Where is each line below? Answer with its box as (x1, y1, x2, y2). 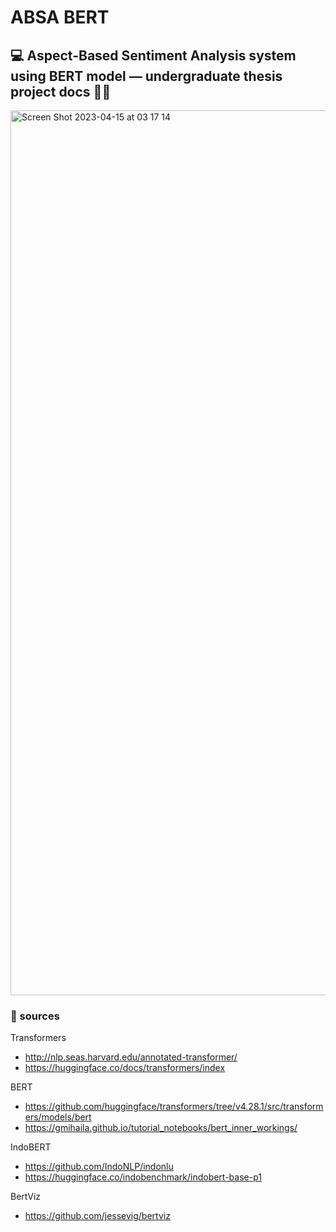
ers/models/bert (24, 1111, 92, 1123)
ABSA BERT (10, 6, 110, 29)
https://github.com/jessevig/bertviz (24, 1210, 171, 1222)
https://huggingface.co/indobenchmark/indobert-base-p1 (24, 1171, 262, 1183)
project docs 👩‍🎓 (10, 83, 112, 100)
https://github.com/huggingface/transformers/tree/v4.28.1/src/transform (24, 1101, 324, 1113)
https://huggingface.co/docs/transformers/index (24, 1062, 226, 1074)
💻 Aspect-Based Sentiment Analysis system (10, 47, 297, 64)
